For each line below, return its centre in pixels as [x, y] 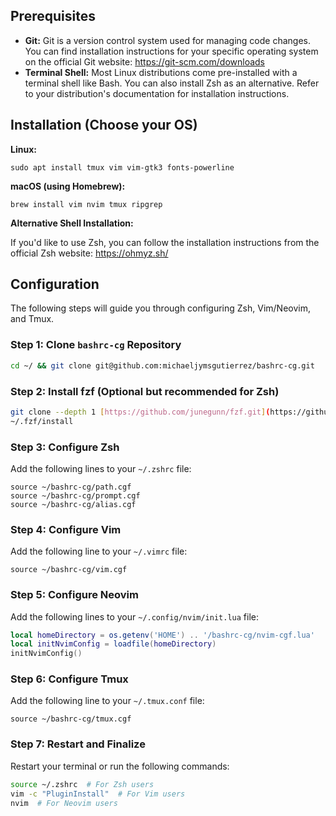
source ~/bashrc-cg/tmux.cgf [71, 719]
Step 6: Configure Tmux [69, 679]
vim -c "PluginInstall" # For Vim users [98, 794]
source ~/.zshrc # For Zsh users [82, 784]
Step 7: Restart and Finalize [78, 744]
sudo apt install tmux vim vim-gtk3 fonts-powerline [122, 167]
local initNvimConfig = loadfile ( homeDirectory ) [113, 644]
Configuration [55, 284]
